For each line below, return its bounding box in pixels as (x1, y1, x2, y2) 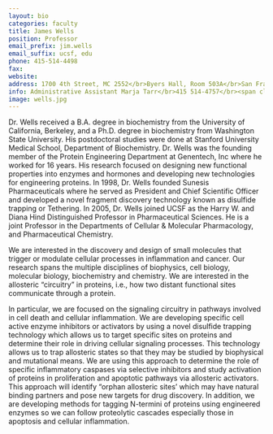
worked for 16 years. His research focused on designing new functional (8, 160, 248, 171)
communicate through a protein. (8, 289, 116, 298)
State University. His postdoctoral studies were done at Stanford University (8, 135, 260, 145)
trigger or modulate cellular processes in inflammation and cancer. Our (8, 254, 245, 264)
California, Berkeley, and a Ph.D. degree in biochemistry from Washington (8, 126, 254, 136)
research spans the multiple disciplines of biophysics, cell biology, (8, 263, 230, 272)
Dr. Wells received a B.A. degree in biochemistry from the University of (8, 117, 245, 127)
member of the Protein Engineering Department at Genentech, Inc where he (8, 152, 262, 162)
